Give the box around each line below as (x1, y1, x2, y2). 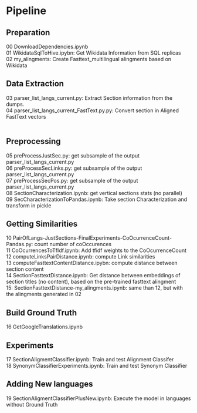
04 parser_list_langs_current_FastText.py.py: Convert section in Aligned (6, 107, 179, 114)
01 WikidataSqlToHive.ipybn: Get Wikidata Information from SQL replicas (6, 49, 181, 56)
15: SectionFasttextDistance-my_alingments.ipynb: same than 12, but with (6, 284, 184, 291)
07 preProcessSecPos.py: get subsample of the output (6, 177, 138, 184)
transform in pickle (6, 202, 52, 209)
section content (6, 266, 44, 273)
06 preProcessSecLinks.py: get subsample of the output (6, 164, 142, 172)
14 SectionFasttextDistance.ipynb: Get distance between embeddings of (6, 272, 181, 279)
